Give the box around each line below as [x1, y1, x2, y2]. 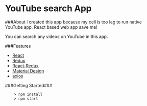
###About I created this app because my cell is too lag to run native [5, 19, 142, 25]
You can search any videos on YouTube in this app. [5, 34, 108, 39]
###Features [5, 43, 31, 49]
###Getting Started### [5, 82, 52, 88]
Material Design [12, 68, 44, 73]
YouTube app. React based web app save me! [5, 24, 98, 30]
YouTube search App [5, 3, 92, 14]
